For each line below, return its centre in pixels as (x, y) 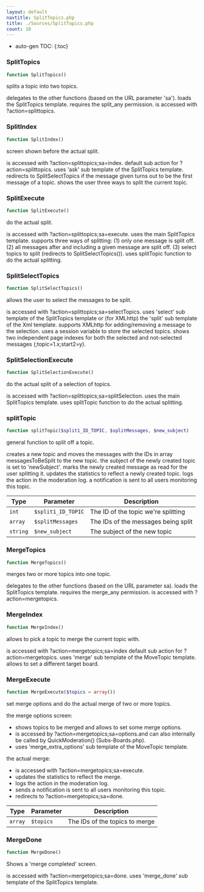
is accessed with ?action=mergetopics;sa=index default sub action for (94, 651)
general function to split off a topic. (50, 443)
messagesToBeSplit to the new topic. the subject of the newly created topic (101, 461)
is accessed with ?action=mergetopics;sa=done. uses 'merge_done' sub (97, 876)
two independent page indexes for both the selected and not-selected (94, 337)
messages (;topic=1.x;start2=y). (46, 344)
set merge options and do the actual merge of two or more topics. (89, 703)
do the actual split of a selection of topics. (59, 384)
